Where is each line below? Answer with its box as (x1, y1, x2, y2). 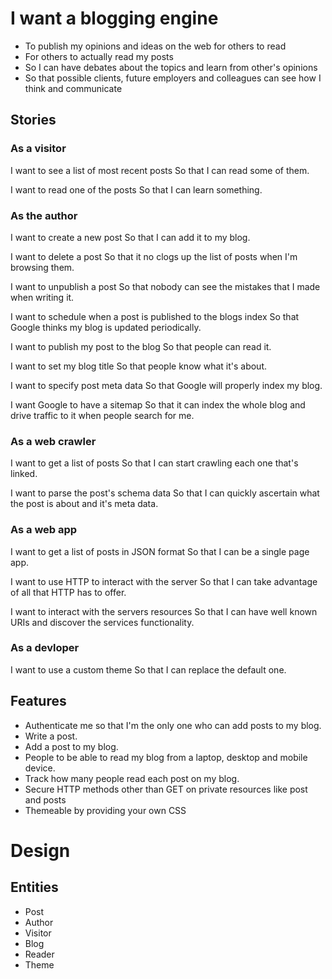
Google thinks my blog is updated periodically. (10, 321, 202, 333)
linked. (10, 468, 38, 480)
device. (24, 762, 56, 774)
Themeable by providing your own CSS (24, 804, 187, 816)
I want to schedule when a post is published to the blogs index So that (10, 310, 300, 322)
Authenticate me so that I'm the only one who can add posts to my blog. (24, 719, 322, 731)
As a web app (10, 523, 78, 537)
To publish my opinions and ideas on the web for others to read (24, 40, 287, 52)
